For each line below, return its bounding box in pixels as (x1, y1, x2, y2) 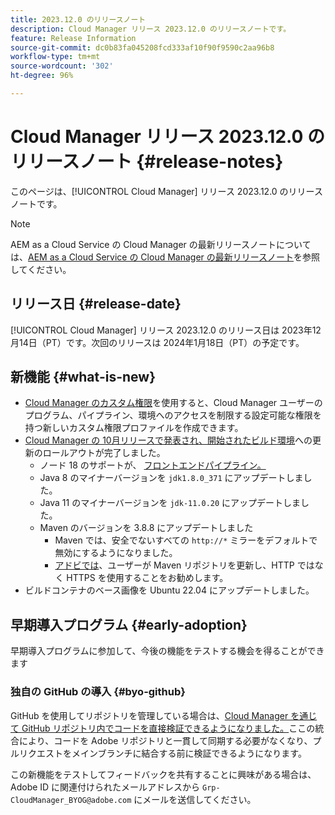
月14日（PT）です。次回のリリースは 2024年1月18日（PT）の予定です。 (10, 336, 305, 348)
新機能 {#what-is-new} (10, 369, 156, 386)
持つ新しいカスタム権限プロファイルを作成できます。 (24, 422, 244, 434)
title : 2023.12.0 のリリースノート (10, 14, 147, 25)
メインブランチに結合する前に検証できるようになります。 (71, 747, 307, 759)
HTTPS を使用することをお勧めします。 (66, 572, 229, 584)
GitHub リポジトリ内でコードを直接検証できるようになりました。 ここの (21, 722, 316, 734)
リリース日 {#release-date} (10, 296, 182, 313)
